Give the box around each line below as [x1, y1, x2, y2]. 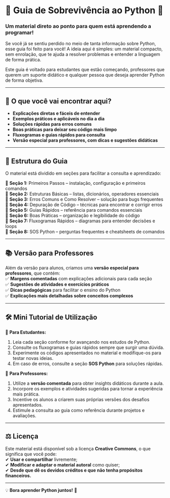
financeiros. [5, 472, 31, 479]
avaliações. [12, 412, 36, 418]
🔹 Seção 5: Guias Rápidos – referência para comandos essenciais [5, 207, 143, 213]
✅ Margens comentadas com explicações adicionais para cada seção [5, 275, 152, 281]
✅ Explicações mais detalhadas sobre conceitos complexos [5, 292, 134, 298]
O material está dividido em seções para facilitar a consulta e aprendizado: [5, 170, 161, 177]
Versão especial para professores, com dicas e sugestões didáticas [12, 137, 158, 144]
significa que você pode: [5, 451, 57, 457]
